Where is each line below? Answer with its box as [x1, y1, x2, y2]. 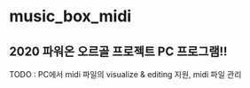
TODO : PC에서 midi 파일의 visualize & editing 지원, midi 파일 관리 [9, 69, 242, 79]
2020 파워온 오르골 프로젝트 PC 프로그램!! [9, 44, 228, 59]
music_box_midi [9, 6, 132, 27]
